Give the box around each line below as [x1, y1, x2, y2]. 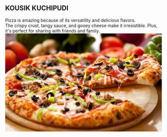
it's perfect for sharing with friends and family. [5, 27, 100, 34]
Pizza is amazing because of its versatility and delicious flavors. [5, 17, 136, 23]
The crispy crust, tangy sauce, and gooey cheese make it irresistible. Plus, [5, 22, 158, 28]
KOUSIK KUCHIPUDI [5, 4, 69, 12]
